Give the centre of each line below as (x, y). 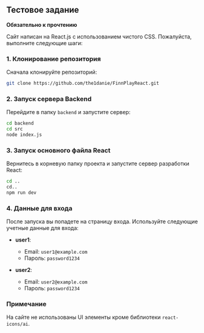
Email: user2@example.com (56, 282)
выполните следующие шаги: (45, 43)
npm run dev (21, 192)
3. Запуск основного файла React (58, 150)
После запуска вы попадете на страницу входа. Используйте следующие (102, 221)
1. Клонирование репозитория (54, 59)
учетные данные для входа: (43, 228)
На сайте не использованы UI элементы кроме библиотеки (84, 317)
